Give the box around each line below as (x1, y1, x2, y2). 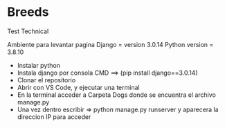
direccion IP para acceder (17, 112, 91, 121)
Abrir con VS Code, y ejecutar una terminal (17, 83, 140, 91)
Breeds (7, 4, 49, 20)
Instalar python (17, 61, 61, 69)
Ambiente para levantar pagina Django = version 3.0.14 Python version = (7, 40, 214, 48)
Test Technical (7, 27, 49, 35)
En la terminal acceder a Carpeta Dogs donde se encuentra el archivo (17, 91, 216, 99)
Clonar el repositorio (17, 75, 76, 84)
